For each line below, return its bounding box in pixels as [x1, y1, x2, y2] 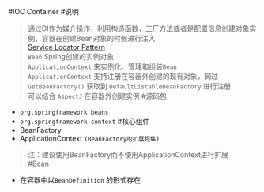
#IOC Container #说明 [8, 7, 79, 16]
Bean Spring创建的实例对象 [27, 52, 115, 61]
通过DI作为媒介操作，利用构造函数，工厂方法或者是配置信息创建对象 [27, 24, 250, 33]
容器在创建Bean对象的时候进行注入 [41, 34, 156, 43]
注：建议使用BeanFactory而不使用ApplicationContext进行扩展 [27, 150, 229, 160]
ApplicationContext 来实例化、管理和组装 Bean [27, 62, 178, 71]
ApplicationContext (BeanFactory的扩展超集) [19, 134, 160, 143]
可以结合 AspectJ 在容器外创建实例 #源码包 [27, 92, 168, 100]
